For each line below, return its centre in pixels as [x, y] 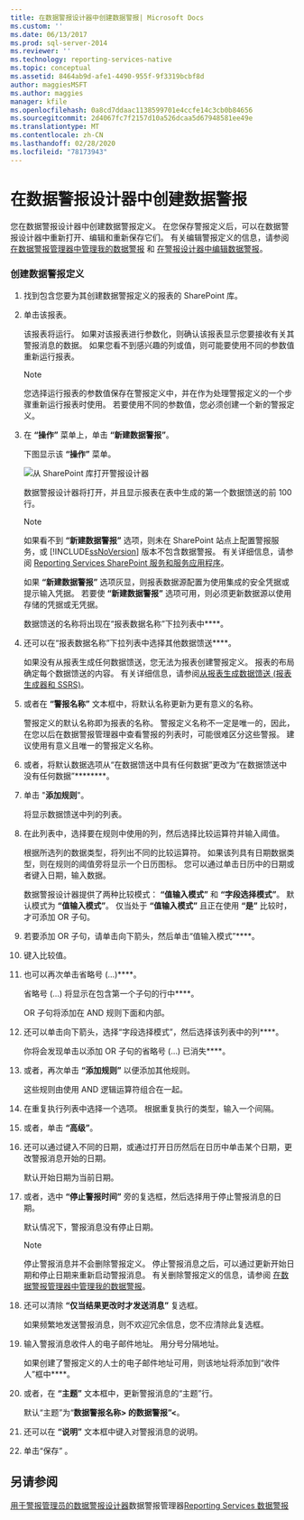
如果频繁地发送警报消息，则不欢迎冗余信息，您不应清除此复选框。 [146, 1324]
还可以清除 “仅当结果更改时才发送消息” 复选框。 [113, 1305]
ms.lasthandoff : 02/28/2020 [63, 143]
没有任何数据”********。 [69, 776]
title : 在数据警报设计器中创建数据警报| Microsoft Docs [107, 18]
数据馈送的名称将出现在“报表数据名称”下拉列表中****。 [126, 623]
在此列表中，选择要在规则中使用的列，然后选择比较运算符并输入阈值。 [154, 833]
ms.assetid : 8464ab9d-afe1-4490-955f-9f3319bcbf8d [107, 77]
